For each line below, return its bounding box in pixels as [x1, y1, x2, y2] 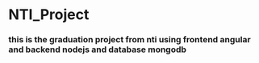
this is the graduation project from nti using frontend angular [8, 34, 252, 45]
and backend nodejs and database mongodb [8, 44, 187, 55]
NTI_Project [8, 6, 90, 24]
